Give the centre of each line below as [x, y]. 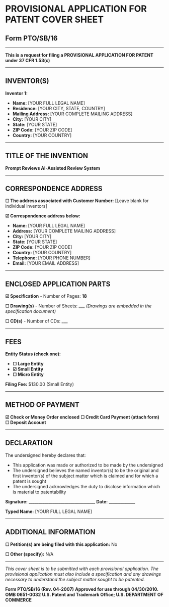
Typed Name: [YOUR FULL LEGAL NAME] [49, 511]
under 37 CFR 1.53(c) [28, 60]
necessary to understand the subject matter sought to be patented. [75, 579]
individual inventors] [26, 206]
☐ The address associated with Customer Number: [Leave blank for [77, 201]
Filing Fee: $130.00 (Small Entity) [40, 384]
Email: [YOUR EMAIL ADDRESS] [46, 263]
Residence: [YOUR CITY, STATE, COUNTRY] [59, 108]
